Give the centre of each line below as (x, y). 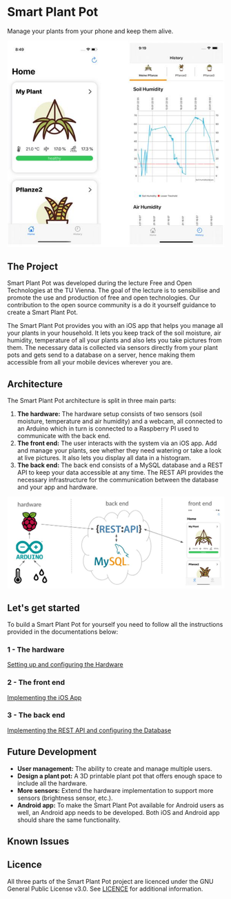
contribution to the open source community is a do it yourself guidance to (112, 305)
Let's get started (44, 608)
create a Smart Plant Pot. (42, 312)
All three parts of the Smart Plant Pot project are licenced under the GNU (110, 881)
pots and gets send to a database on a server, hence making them (101, 355)
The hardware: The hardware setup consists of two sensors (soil (109, 414)
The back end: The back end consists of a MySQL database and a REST (120, 465)
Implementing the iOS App (44, 697)
